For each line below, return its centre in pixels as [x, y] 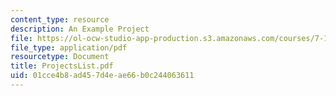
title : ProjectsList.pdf [62, 66]
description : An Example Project [80, 29]
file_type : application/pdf [69, 47]
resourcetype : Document [60, 57]
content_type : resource [60, 19]
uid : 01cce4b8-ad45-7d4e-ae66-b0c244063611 [102, 76]
